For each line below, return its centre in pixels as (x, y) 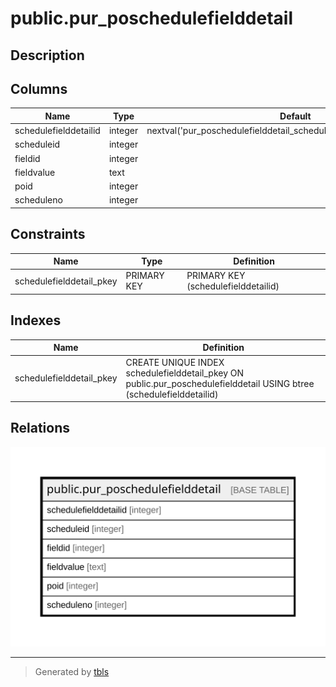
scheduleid (37, 144)
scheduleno (38, 200)
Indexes (36, 320)
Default (295, 116)
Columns (39, 88)
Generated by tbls (72, 671)
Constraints (48, 234)
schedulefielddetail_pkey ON (185, 373)
